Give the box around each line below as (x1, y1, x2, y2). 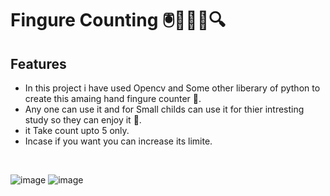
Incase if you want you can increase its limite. (24, 135, 213, 147)
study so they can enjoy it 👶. (24, 114, 142, 126)
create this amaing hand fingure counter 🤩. (24, 93, 202, 104)
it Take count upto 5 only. (24, 125, 130, 136)
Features (10, 55, 67, 72)
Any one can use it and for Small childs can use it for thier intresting (24, 103, 305, 115)
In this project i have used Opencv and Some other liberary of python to (24, 82, 321, 94)
